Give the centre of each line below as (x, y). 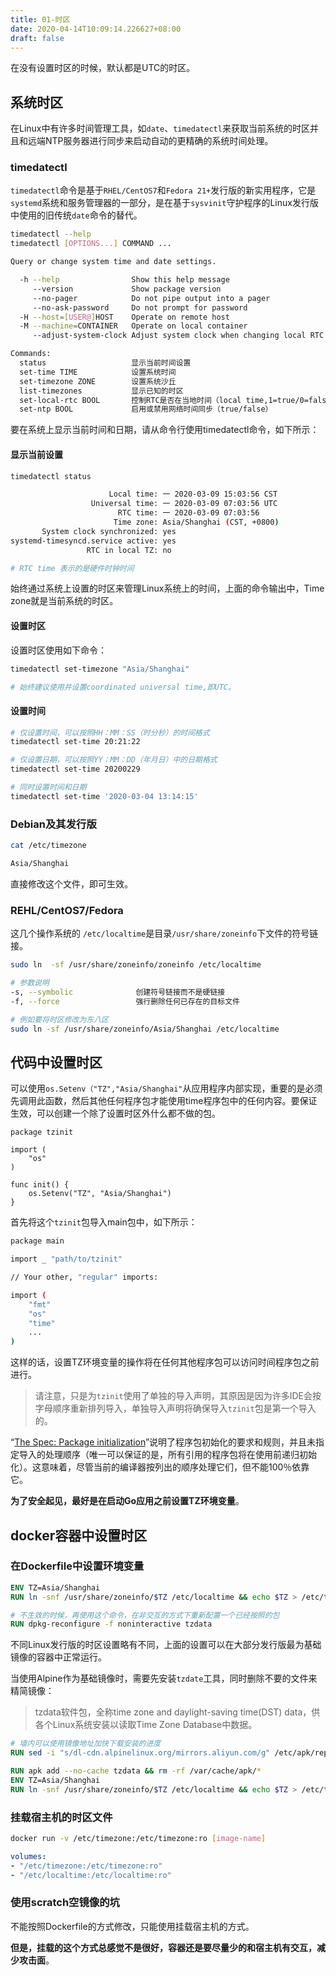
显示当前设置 (36, 454)
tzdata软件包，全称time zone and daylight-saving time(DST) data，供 (177, 1712)
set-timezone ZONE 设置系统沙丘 (98, 381)
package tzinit (42, 1132)
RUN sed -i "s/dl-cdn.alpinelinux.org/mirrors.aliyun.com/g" (140, 1753)
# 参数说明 (30, 983)
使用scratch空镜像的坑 (65, 1903)
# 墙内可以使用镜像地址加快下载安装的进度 (86, 1744)
